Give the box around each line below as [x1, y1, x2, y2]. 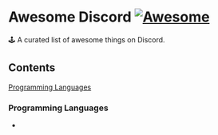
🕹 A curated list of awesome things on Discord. [8, 34, 165, 44]
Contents [8, 61, 56, 75]
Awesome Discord [8, 8, 132, 26]
